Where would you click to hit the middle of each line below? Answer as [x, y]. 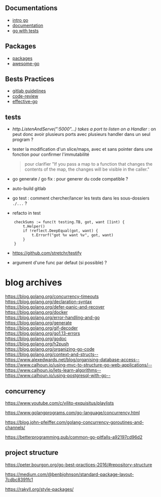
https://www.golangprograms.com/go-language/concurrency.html [72, 413]
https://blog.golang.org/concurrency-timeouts [52, 297]
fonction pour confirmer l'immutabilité [51, 155]
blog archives [34, 283]
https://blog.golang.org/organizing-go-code [50, 349]
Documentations [31, 8]
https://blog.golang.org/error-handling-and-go [53, 317]
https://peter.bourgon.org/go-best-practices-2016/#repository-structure [79, 465]
